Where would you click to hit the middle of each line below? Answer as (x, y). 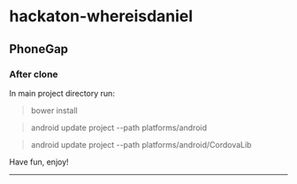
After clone (34, 74)
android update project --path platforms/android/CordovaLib (141, 144)
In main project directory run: (62, 93)
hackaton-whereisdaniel (101, 16)
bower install (54, 110)
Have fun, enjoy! (39, 162)
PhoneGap (39, 49)
